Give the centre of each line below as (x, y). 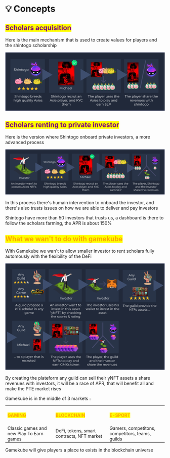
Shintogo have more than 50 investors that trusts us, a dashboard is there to (84, 217)
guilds (116, 439)
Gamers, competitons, (133, 428)
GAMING (17, 415)
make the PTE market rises (33, 388)
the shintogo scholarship (31, 45)
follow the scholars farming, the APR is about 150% (59, 223)
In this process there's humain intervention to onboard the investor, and (80, 202)
